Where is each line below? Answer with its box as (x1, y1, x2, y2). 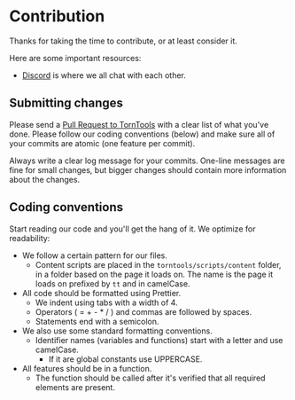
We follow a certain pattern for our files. (21, 250, 168, 261)
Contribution (9, 6, 105, 27)
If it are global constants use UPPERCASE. (48, 353, 203, 365)
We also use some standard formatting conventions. (21, 325, 213, 336)
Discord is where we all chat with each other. (21, 69, 186, 81)
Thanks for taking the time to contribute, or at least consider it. (9, 35, 237, 46)
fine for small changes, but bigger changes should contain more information (9, 164, 287, 175)
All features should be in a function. (21, 363, 152, 373)
